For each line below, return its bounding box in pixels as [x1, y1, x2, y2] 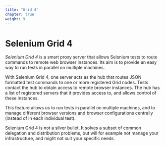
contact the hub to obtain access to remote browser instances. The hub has [5, 85, 160, 91]
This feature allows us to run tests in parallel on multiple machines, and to [5, 105, 155, 111]
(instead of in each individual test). [5, 115, 76, 121]
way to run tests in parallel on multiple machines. [5, 65, 105, 71]
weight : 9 [5, 16, 26, 21]
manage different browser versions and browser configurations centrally [5, 110, 153, 116]
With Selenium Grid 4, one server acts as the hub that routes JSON [5, 74, 142, 80]
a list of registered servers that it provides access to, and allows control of [5, 90, 157, 96]
